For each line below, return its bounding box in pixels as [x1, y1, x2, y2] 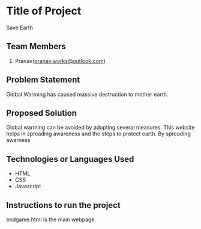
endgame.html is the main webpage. [6, 216, 97, 223]
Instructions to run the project [6, 200, 121, 210]
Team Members [6, 41, 66, 52]
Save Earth [6, 24, 33, 31]
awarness [6, 137, 31, 144]
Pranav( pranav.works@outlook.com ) [14, 57, 106, 64]
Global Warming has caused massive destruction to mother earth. [6, 91, 169, 98]
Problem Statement [6, 75, 80, 85]
